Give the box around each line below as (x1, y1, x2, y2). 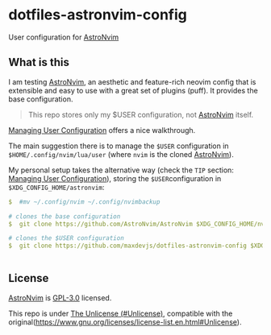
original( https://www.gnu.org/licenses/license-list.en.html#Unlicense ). (8, 316, 242, 327)
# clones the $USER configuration (8, 234, 125, 242)
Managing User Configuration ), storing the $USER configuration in (8, 173, 222, 183)
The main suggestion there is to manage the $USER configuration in (8, 141, 229, 151)
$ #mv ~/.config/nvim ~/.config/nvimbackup (8, 197, 161, 206)
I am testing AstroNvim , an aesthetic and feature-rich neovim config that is (8, 77, 256, 86)
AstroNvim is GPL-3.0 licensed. (8, 292, 112, 303)
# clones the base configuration (8, 212, 121, 221)
